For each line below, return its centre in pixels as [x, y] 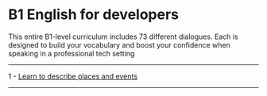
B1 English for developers [93, 15]
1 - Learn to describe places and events [73, 76]
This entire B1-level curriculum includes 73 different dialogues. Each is [123, 36]
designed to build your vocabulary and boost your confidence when [119, 44]
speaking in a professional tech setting [72, 53]
